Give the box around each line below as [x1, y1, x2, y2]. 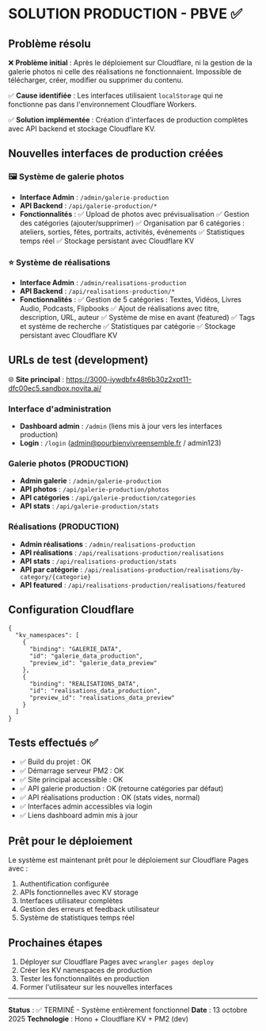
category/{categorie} [19, 573, 91, 581]
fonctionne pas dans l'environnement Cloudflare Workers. [8, 100, 197, 109]
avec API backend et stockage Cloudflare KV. [8, 124, 156, 133]
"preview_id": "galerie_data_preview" [28, 658, 158, 667]
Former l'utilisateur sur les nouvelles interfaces [19, 982, 173, 991]
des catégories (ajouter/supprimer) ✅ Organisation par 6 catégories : [19, 218, 245, 227]
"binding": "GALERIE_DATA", [28, 645, 123, 653]
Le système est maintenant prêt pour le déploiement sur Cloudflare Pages [8, 855, 249, 865]
